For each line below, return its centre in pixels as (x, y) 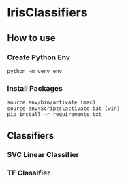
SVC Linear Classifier (43, 155)
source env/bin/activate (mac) (51, 103)
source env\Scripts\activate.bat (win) (64, 109)
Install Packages (35, 88)
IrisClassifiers (47, 13)
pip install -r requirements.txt (54, 115)
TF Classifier (29, 173)
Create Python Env (38, 57)
